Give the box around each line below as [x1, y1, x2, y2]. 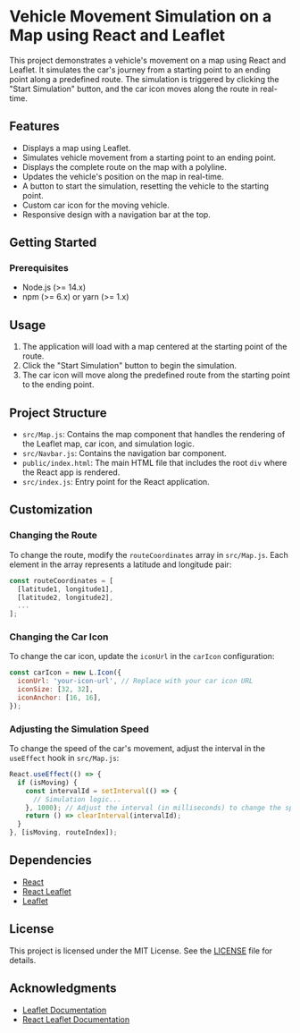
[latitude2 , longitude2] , [17, 593, 114, 602]
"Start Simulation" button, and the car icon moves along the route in [9, 83, 259, 94]
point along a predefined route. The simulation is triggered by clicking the [9, 73, 279, 84]
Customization [9, 503, 94, 518]
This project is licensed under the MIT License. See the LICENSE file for [9, 945, 273, 956]
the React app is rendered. [21, 467, 121, 478]
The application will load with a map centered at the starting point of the [21, 342, 287, 352]
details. [9, 954, 37, 965]
